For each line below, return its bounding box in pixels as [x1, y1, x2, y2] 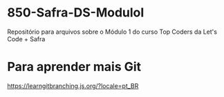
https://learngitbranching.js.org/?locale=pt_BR [7, 81, 139, 90]
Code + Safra [7, 34, 46, 43]
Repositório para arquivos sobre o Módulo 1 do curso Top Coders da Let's [7, 28, 218, 36]
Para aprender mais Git [7, 59, 142, 75]
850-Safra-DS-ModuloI [7, 5, 144, 21]
